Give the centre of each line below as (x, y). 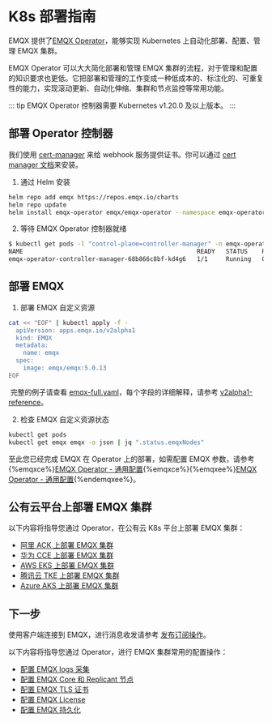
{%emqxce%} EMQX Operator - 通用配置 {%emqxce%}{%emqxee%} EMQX (133, 469)
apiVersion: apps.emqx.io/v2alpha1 (76, 330)
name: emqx (41, 353)
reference (25, 402)
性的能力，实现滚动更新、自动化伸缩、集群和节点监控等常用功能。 (118, 88)
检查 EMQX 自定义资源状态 (64, 419)
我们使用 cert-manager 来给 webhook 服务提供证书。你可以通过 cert (122, 154)
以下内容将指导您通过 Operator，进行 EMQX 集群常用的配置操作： (118, 652)
